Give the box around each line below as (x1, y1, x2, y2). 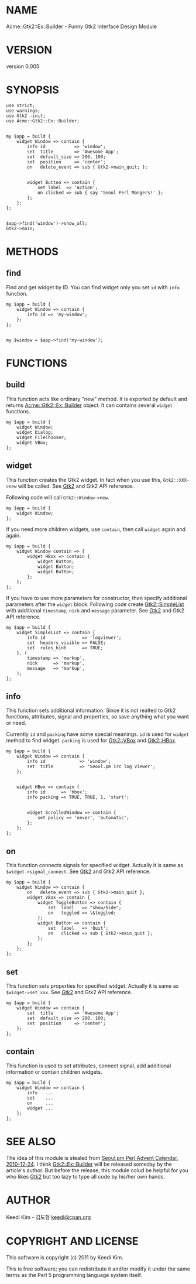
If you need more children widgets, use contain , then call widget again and (6, 525, 186, 533)
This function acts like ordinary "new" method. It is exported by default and (6, 395, 187, 402)
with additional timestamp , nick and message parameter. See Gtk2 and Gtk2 (6, 607, 185, 614)
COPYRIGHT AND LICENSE (6, 1234, 139, 1248)
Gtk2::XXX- (163, 477, 190, 483)
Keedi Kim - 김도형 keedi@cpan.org (6, 1213, 91, 1221)
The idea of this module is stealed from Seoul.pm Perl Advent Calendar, (6, 1154, 178, 1161)
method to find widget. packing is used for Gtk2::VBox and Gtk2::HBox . (6, 737, 177, 744)
